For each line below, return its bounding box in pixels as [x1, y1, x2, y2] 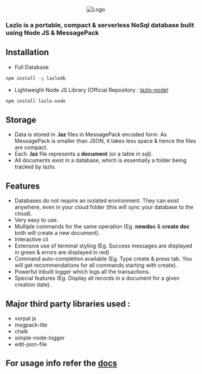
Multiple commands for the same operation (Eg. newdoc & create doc [14, 223, 190, 230]
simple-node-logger [14, 334, 65, 341]
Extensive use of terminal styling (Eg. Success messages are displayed [14, 242, 192, 249]
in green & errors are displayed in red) [14, 249, 110, 256]
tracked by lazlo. [14, 163, 56, 170]
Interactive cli [14, 236, 49, 243]
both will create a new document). [14, 229, 100, 237]
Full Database [14, 63, 49, 71]
